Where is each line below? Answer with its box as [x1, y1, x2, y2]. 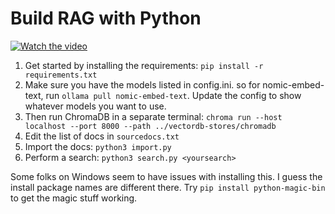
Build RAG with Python [10, 7, 202, 30]
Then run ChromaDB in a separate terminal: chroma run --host [24, 110, 283, 122]
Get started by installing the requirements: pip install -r [24, 59, 264, 71]
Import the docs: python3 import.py [24, 140, 172, 152]
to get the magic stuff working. [10, 192, 138, 204]
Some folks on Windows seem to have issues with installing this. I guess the [10, 170, 323, 182]
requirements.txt [24, 70, 98, 80]
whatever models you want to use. [24, 100, 167, 112]
